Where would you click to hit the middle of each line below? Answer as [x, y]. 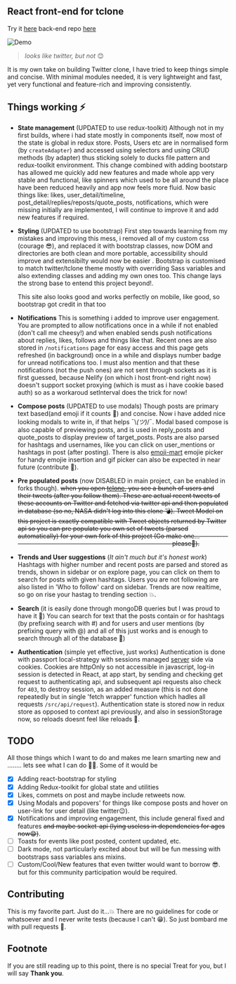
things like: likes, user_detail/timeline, [71, 195]
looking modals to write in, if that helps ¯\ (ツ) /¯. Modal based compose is [123, 421]
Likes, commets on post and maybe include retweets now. [101, 795]
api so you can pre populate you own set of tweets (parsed [103, 528]
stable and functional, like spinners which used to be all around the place [123, 180]
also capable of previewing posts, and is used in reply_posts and [111, 429]
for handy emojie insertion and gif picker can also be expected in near [119, 459]
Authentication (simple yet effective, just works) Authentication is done [122, 652]
